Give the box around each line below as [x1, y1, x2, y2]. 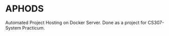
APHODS [5, 3, 44, 14]
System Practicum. [5, 24, 45, 30]
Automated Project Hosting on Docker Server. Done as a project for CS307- [5, 19, 164, 25]
